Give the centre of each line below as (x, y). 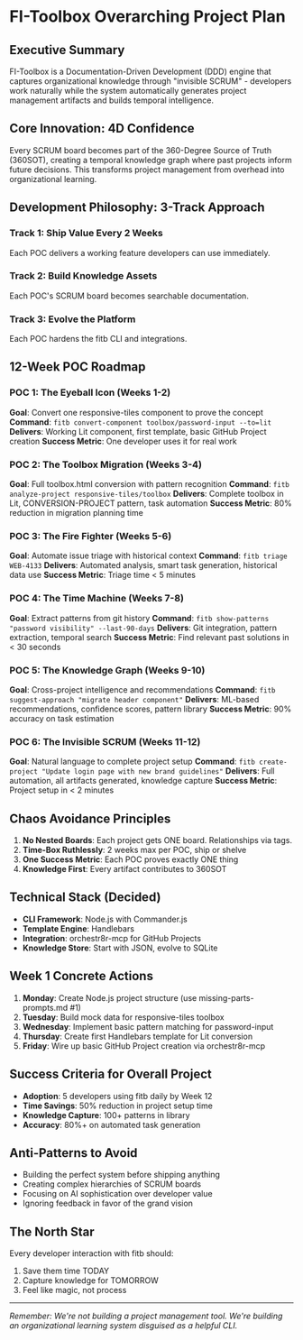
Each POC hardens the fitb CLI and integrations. (98, 339)
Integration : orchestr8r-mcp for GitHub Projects (111, 938)
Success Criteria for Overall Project (110, 1074)
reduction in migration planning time (77, 513)
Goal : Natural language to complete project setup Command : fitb (132, 762)
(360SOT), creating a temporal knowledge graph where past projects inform (151, 160)
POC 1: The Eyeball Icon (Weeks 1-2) (90, 392)
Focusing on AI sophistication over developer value (118, 1194)
